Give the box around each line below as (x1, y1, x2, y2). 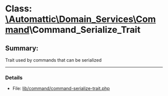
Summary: (5, 44, 38, 52)
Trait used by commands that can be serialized (5, 57, 102, 63)
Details (5, 74, 23, 81)
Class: (5, 3, 32, 14)
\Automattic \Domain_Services (5, 13, 133, 25)
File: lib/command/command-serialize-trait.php (12, 86, 110, 92)
